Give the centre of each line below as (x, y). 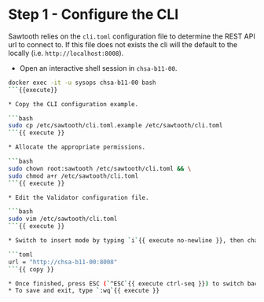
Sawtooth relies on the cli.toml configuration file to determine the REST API (132, 36)
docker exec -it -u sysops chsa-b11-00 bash (82, 83)
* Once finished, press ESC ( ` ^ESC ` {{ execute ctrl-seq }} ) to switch (126, 284)
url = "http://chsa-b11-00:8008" (63, 262)
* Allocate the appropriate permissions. (77, 147)
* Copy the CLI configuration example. (73, 104)
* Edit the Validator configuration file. (79, 197)
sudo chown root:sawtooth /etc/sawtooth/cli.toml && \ (100, 168)
